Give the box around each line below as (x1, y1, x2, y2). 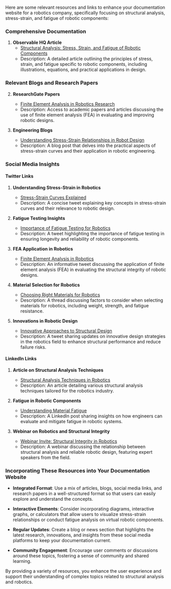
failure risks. (20, 344, 46, 350)
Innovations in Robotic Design (12, 317, 78, 324)
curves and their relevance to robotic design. (20, 205, 115, 211)
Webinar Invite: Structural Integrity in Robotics (20, 438, 117, 444)
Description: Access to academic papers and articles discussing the (20, 106, 164, 112)
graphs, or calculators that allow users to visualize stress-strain (12, 511, 146, 518)
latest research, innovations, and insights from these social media (12, 532, 151, 538)
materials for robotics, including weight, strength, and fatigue (20, 302, 149, 308)
